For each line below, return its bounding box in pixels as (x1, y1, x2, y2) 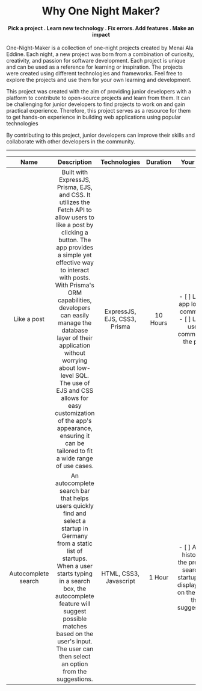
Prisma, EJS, (57, 183, 93, 192)
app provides (56, 243, 94, 252)
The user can (56, 645, 94, 653)
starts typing (57, 569, 93, 578)
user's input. (57, 637, 93, 646)
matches (62, 622, 87, 631)
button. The (58, 236, 91, 245)
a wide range (56, 454, 93, 463)
